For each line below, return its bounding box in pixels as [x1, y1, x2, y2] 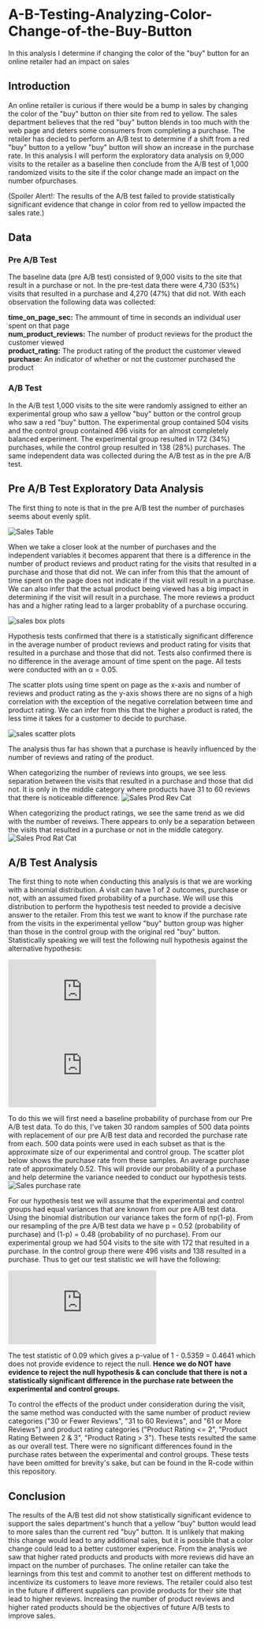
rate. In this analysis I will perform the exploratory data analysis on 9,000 [8, 151, 244, 160]
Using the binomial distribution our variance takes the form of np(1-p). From [8, 1213, 254, 1223]
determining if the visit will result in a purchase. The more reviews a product [8, 592, 255, 602]
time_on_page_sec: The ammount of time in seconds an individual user [8, 313, 242, 322]
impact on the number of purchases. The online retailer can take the [8, 1561, 229, 1570]
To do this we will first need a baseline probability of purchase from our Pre [8, 1114, 253, 1123]
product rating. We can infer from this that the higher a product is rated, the [8, 705, 254, 714]
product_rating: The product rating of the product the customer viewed [8, 346, 242, 356]
